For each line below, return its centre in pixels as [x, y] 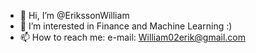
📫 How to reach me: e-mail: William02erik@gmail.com [133, 37]
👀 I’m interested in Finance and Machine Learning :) [126, 26]
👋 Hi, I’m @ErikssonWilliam [74, 15]
